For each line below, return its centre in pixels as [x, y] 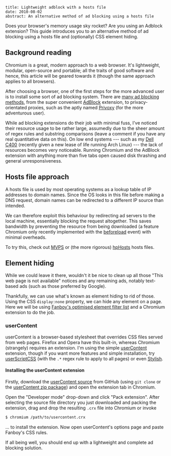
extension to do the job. [30, 312]
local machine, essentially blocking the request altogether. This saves [78, 221]
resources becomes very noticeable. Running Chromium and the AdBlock [82, 150]
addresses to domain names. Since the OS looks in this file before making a [85, 195]
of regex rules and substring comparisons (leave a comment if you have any [85, 133]
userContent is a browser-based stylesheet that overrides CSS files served [84, 337]
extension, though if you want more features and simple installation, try [80, 353]
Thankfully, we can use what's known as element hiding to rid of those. [80, 296]
